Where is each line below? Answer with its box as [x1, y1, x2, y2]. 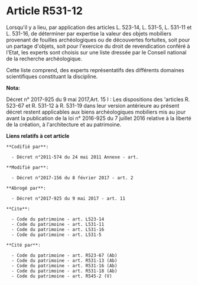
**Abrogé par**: [6, 185, 46, 191]
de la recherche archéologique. [6, 55, 83, 62]
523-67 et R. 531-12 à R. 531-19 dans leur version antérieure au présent [6, 102, 180, 109]
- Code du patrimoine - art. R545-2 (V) [11, 273, 112, 279]
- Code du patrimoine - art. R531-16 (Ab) [11, 263, 118, 268]
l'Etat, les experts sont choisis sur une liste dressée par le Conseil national [6, 48, 187, 56]
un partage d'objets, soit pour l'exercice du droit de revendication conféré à [6, 43, 190, 50]
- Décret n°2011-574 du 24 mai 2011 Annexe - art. [11, 154, 139, 160]
